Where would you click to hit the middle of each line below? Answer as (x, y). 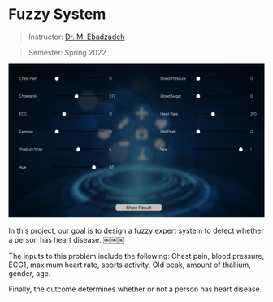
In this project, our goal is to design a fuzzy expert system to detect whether (136, 230)
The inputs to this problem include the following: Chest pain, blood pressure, (136, 256)
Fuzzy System (57, 14)
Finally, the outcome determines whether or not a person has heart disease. (135, 289)
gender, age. (30, 273)
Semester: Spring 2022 (67, 52)
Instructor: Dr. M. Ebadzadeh (76, 37)
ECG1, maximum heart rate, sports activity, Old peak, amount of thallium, (130, 265)
